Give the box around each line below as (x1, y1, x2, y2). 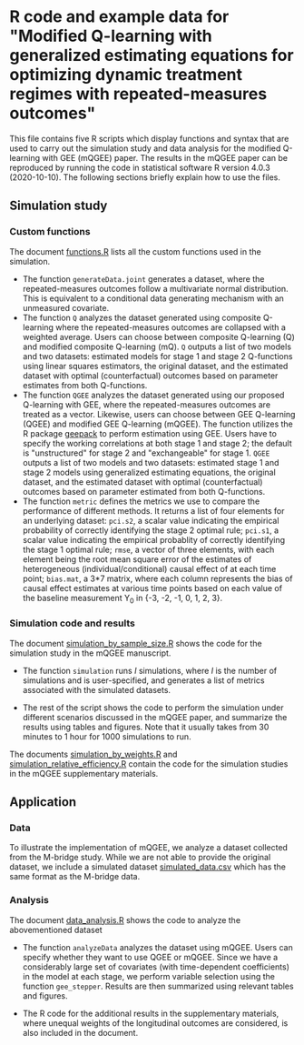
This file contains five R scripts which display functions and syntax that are (9, 133, 289, 144)
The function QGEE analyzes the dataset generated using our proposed (22, 389, 285, 400)
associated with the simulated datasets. (22, 684, 171, 695)
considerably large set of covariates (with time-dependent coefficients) (22, 961, 290, 972)
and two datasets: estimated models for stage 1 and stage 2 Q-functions (22, 350, 293, 361)
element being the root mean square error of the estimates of (22, 553, 252, 565)
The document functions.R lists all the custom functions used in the (9, 246, 261, 256)
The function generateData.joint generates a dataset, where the (22, 273, 265, 284)
